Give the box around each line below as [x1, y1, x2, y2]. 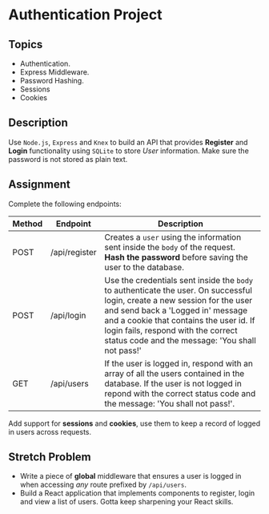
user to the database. [104, 261, 184, 273]
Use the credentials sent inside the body [104, 274, 254, 285]
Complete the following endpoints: [8, 199, 122, 208]
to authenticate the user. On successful [104, 285, 252, 296]
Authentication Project [8, 6, 163, 24]
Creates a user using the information [104, 231, 242, 242]
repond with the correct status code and [104, 387, 256, 399]
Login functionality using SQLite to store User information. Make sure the [8, 146, 250, 156]
